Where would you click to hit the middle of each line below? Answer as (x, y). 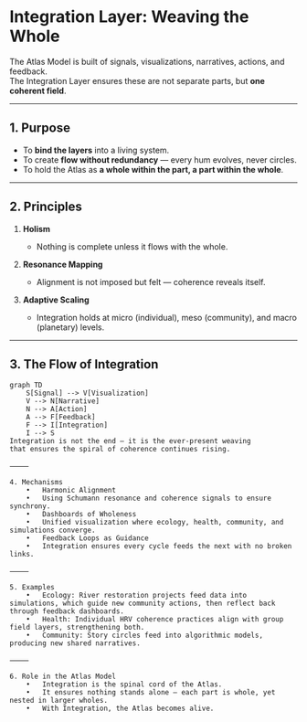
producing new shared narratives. (75, 643)
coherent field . (38, 90)
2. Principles (46, 207)
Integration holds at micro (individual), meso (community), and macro (167, 317)
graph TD (26, 386)
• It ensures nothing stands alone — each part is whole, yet (151, 693)
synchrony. (30, 506)
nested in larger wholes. (58, 701)
